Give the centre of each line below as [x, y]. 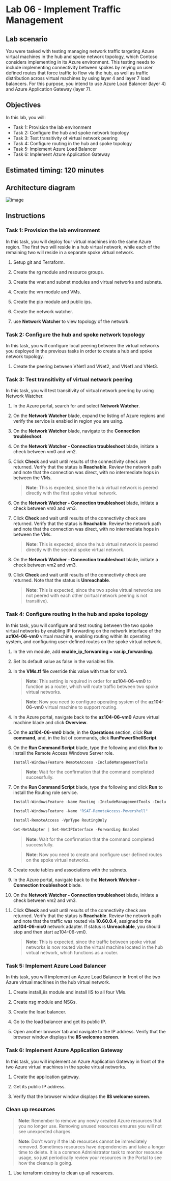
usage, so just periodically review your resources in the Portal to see [90, 1158]
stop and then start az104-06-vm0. [50, 932]
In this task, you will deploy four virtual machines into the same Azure [79, 241]
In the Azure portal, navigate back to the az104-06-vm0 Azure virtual [86, 717]
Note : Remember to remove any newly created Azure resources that [90, 1120]
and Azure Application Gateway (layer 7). [49, 89]
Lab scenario [27, 39]
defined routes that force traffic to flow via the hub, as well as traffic [77, 73]
